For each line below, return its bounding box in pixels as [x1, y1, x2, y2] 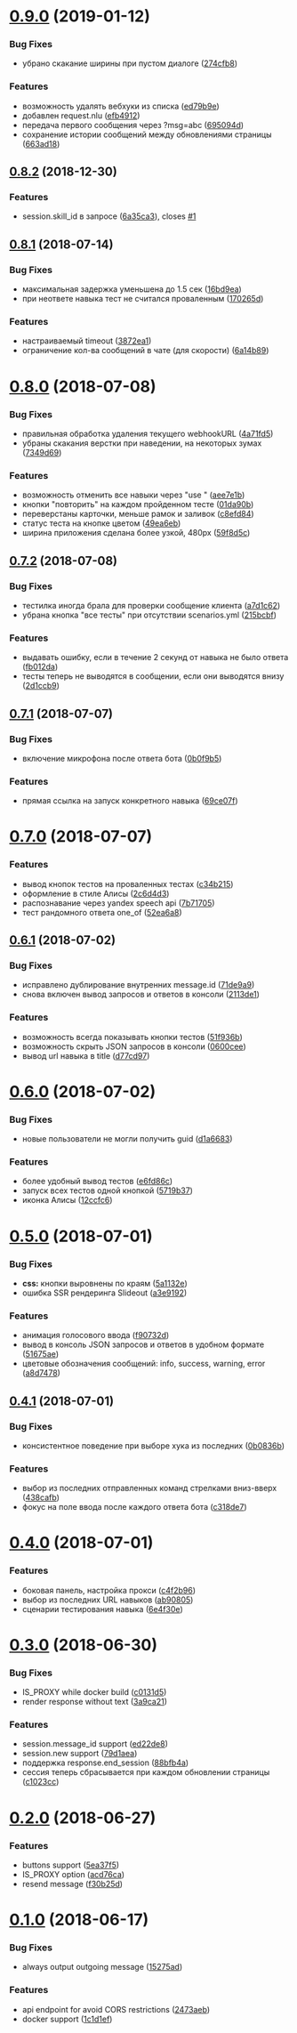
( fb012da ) [21, 661, 59, 673]
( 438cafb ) [21, 1492, 60, 1503]
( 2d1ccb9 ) [21, 681, 60, 691]
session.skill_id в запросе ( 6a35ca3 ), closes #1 [21, 211, 197, 222]
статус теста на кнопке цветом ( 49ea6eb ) [21, 518, 181, 528]
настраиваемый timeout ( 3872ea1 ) [21, 335, 152, 346]
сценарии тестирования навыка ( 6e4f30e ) [21, 1603, 184, 1614]
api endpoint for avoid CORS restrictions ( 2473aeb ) [21, 2004, 211, 2014]
